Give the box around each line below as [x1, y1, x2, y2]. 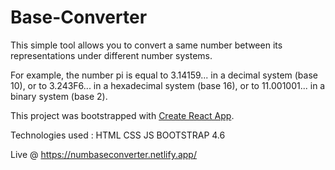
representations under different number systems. [10, 49, 213, 61]
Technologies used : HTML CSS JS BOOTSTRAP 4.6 [10, 129, 226, 141]
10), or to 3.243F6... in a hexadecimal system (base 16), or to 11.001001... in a [10, 79, 326, 91]
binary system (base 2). [10, 90, 108, 102]
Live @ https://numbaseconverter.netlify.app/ [10, 148, 197, 160]
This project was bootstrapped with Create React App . [10, 109, 235, 121]
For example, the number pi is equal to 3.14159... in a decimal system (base [10, 69, 318, 81]
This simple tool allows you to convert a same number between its [10, 39, 283, 51]
